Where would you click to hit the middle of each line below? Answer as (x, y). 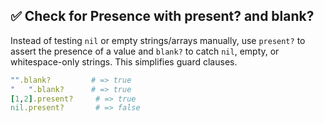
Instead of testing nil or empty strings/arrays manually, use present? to (158, 40)
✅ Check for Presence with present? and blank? (162, 16)
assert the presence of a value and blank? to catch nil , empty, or (145, 51)
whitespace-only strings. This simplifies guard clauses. (124, 61)
